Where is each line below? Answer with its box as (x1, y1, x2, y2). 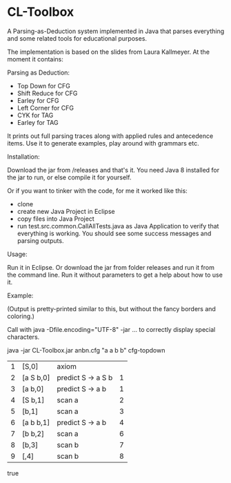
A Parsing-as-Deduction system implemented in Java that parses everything (7, 27, 225, 35)
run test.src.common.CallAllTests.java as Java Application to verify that (17, 221, 219, 230)
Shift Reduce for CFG (17, 89, 78, 97)
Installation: (7, 152, 40, 161)
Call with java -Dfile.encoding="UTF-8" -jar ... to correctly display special (7, 325, 216, 333)
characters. (7, 333, 40, 341)
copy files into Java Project (17, 215, 94, 223)
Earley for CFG (17, 96, 59, 104)
